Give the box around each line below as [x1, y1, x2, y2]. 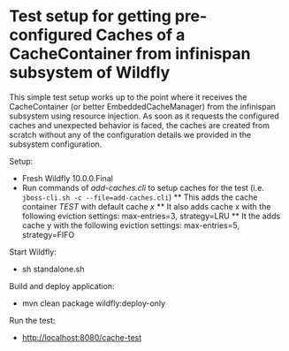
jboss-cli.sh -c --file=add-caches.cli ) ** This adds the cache [21, 192, 258, 202]
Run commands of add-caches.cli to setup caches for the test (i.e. [21, 182, 265, 193]
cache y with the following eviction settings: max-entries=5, [21, 219, 240, 231]
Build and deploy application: [9, 280, 115, 291]
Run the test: [9, 315, 56, 325]
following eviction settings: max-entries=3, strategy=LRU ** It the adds [21, 210, 281, 221]
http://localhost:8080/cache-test [21, 332, 142, 342]
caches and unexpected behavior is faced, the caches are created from [9, 119, 270, 130]
